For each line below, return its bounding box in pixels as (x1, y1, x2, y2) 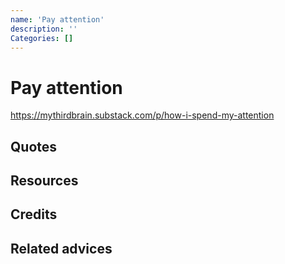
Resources (10, 172, 79, 190)
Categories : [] (10, 33, 74, 43)
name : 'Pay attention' (10, 14, 105, 25)
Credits (10, 206, 58, 223)
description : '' (10, 24, 78, 34)
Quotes (10, 138, 58, 155)
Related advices (10, 240, 113, 257)
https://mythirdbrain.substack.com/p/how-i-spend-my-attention (10, 109, 275, 121)
